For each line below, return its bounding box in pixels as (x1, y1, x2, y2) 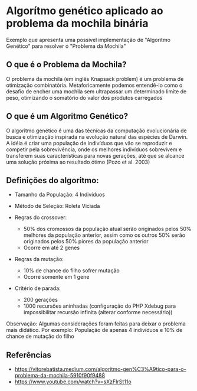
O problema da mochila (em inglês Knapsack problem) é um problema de (6, 75, 184, 82)
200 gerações (23, 296, 58, 304)
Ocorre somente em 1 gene (23, 273, 90, 281)
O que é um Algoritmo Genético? (6, 111, 129, 122)
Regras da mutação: (14, 256, 64, 263)
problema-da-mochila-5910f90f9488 (14, 372, 105, 379)
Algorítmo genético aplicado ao (6, 4, 163, 18)
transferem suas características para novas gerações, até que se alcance (6, 152, 185, 159)
